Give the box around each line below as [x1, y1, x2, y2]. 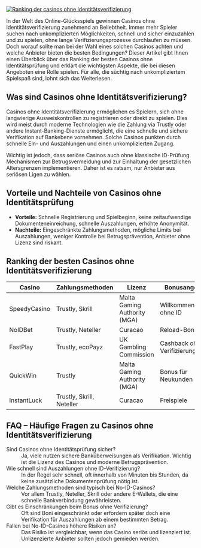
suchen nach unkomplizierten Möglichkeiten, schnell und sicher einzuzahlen [6, 30, 194, 37]
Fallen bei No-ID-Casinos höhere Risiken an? [6, 522, 117, 529]
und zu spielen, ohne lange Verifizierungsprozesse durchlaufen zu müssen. [6, 37, 193, 43]
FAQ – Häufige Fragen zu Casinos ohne [6, 420, 154, 430]
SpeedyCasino [9, 305, 51, 313]
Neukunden [160, 375, 193, 384]
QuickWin [9, 372, 37, 380]
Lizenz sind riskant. [14, 239, 63, 246]
